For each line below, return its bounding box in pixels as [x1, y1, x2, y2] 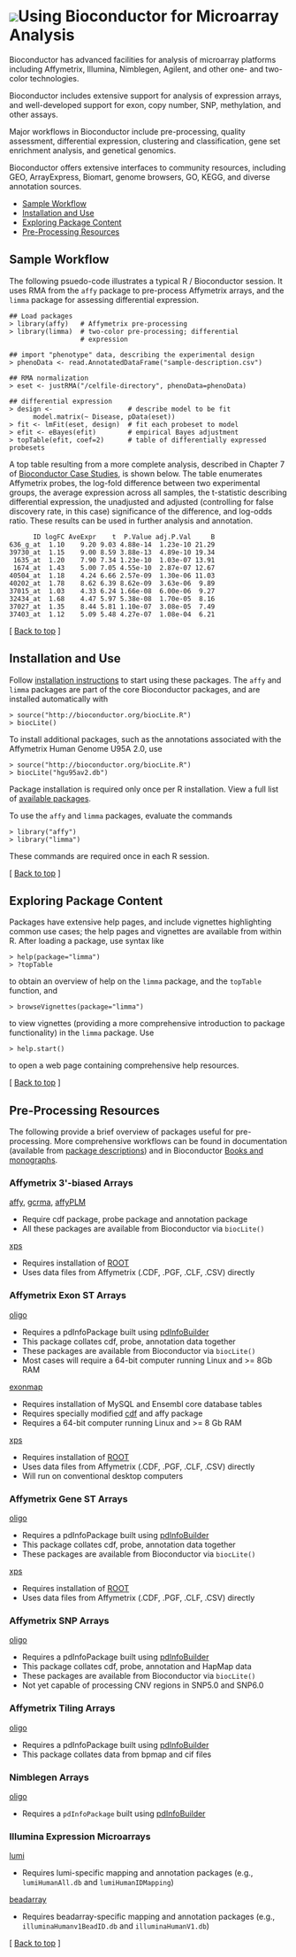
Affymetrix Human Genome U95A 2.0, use [9, 743, 163, 754]
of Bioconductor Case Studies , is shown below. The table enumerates [9, 468, 263, 479]
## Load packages [9, 312, 73, 321]
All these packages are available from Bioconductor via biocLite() [21, 1224, 265, 1234]
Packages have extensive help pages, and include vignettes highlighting [9, 917, 272, 927]
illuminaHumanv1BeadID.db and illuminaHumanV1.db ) [21, 1921, 210, 1931]
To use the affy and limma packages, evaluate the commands [9, 810, 232, 821]
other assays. [9, 109, 59, 120]
